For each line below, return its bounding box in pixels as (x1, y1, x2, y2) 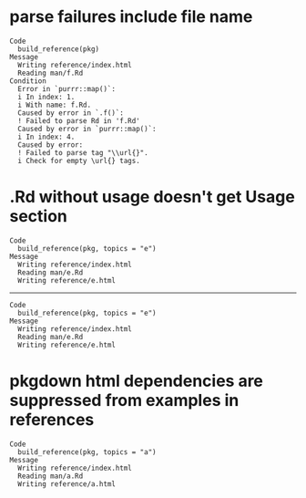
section (9, 206, 68, 227)
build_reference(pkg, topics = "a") (17, 447, 157, 457)
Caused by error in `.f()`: (17, 108, 125, 118)
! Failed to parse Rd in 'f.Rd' (17, 116, 141, 125)
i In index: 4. (17, 132, 76, 141)
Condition (9, 76, 47, 86)
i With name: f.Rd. (17, 100, 92, 109)
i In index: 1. (17, 92, 76, 101)
